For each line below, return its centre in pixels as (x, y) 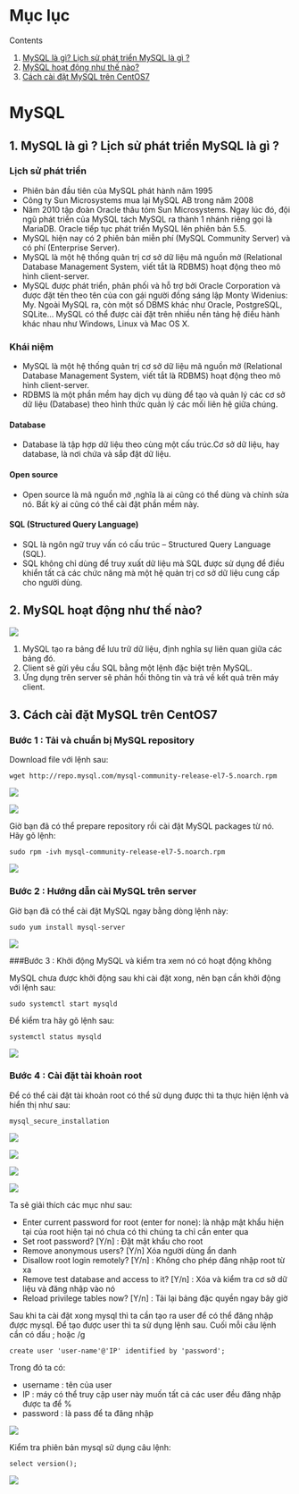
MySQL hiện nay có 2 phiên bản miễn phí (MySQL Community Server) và (156, 238)
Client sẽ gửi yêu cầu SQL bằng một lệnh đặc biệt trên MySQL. (137, 668)
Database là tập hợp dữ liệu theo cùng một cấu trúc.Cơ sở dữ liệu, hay (150, 444)
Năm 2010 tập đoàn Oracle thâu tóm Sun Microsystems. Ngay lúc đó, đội (156, 209)
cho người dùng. (52, 582)
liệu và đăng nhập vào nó (69, 1288)
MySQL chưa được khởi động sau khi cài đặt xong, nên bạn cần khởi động (145, 978)
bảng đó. (39, 658)
